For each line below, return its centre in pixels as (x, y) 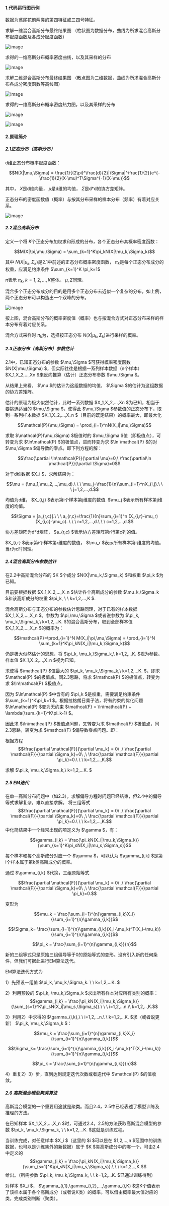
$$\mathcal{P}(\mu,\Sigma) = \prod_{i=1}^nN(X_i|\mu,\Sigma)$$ (84, 425)
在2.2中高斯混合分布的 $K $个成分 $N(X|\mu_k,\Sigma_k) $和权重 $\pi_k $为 (84, 575)
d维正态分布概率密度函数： (33, 163)
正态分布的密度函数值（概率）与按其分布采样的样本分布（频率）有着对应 (80, 199)
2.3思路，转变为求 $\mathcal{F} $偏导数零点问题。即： (62, 730)
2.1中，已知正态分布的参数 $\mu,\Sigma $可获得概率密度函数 (68, 362)
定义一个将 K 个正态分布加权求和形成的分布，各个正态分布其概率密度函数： (82, 241)
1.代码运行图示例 (22, 8)
